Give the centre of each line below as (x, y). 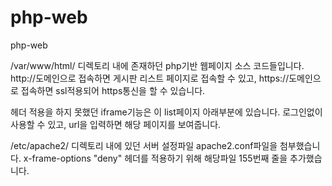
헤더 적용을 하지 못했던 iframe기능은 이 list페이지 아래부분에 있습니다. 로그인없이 (166, 112)
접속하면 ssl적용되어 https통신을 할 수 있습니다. (113, 90)
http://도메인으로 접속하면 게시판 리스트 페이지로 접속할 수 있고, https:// (150, 78)
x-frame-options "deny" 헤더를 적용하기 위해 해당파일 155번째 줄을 (155, 158)
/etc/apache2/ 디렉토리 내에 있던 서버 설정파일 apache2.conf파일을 (144, 145)
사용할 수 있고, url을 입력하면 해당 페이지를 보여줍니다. (116, 124)
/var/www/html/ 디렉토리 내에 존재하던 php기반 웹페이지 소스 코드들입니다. (157, 65)
